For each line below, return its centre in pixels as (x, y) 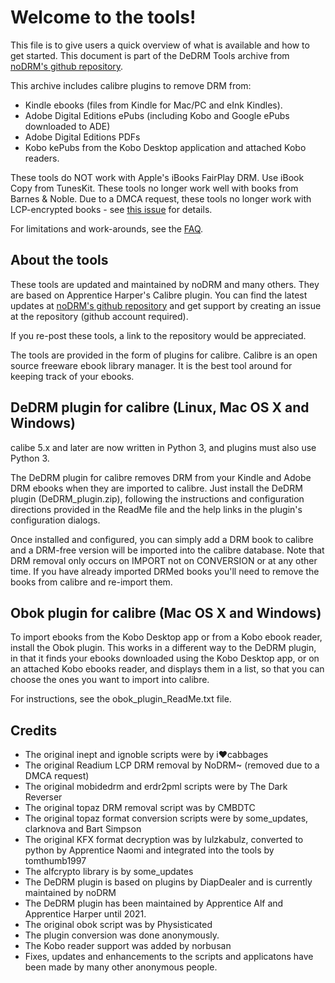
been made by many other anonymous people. (121, 967)
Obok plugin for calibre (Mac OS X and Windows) (166, 612)
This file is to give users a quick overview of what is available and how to (160, 45)
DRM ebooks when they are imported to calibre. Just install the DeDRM (156, 488)
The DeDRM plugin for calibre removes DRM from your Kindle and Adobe (161, 477)
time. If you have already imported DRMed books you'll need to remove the (165, 571)
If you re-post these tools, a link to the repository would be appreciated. (158, 335)
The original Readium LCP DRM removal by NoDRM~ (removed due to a (172, 765)
